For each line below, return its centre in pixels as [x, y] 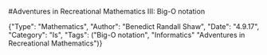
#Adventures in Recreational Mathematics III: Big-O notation [107, 11]
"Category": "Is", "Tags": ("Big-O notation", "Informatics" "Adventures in [127, 35]
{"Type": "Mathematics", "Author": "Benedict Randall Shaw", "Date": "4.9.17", [134, 26]
